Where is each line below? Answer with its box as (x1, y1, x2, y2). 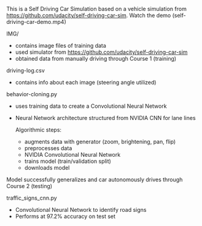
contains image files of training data (15, 42, 106, 49)
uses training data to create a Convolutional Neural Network (15, 102, 167, 110)
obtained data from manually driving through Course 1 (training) (15, 55, 177, 62)
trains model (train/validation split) (24, 157, 112, 165)
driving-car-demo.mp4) (6, 18, 66, 25)
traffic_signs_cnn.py (6, 194, 57, 202)
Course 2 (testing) (6, 183, 53, 189)
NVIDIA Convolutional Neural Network (24, 151, 121, 158)
